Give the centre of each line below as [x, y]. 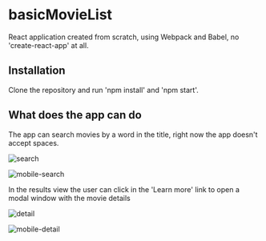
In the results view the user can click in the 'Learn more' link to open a [124, 189]
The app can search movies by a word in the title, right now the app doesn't [133, 135]
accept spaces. [34, 143]
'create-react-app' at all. [49, 45]
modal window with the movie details [69, 198]
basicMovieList [60, 15]
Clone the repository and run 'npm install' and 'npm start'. [103, 90]
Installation [37, 71]
